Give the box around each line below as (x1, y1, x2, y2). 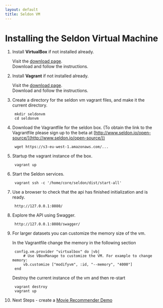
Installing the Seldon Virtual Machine (5, 33, 159, 44)
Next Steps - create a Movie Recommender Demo (12, 297, 113, 303)
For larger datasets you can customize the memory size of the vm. (12, 230, 146, 236)
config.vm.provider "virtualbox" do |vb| (14, 249, 100, 254)
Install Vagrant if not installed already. (12, 73, 89, 79)
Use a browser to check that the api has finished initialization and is (12, 189, 148, 195)
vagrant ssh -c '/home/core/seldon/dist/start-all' (14, 180, 122, 186)
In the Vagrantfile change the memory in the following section (12, 240, 136, 246)
